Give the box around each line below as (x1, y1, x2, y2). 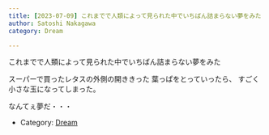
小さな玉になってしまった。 (8, 84, 100, 94)
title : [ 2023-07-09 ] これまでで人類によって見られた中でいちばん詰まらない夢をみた (8, 11, 262, 20)
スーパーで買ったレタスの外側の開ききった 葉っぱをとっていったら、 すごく (8, 74, 260, 84)
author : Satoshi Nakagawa (8, 19, 96, 27)
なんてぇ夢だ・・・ (8, 102, 73, 112)
